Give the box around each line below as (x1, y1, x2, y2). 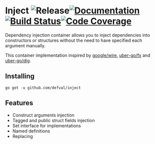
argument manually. (5, 42, 46, 48)
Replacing (12, 133, 33, 139)
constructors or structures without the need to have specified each (5, 37, 143, 43)
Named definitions (12, 128, 51, 134)
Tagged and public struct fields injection (12, 117, 95, 123)
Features (5, 99, 33, 107)
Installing (5, 72, 35, 81)
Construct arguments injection (12, 112, 75, 118)
